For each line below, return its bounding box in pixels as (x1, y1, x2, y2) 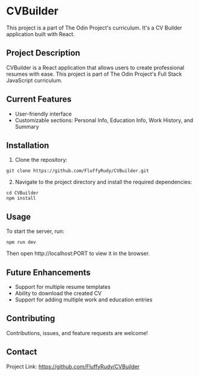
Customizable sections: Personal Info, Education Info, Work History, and (14, 116, 194, 124)
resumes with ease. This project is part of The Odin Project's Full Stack (6, 70, 182, 78)
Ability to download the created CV (14, 290, 102, 297)
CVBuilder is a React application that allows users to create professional (6, 64, 185, 71)
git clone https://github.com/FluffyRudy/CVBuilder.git (6, 168, 149, 174)
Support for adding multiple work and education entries (14, 296, 153, 303)
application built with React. (6, 30, 75, 37)
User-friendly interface (14, 110, 72, 117)
